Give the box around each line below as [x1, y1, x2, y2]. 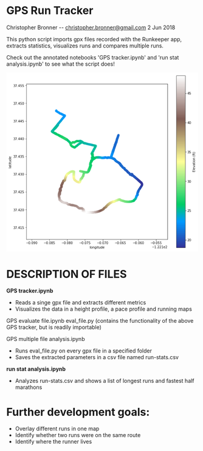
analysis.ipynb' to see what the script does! [6, 60, 115, 67]
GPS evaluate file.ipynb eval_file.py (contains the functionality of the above [6, 317, 194, 325]
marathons [15, 384, 43, 391]
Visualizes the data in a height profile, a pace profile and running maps [15, 305, 193, 313]
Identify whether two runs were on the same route [15, 432, 141, 439]
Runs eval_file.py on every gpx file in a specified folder [15, 347, 153, 354]
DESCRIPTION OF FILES [6, 267, 127, 281]
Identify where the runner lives [15, 438, 92, 446]
